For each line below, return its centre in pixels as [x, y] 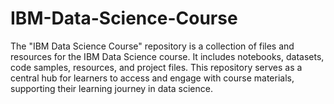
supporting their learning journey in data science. [111, 88]
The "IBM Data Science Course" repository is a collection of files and [152, 46]
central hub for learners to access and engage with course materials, [152, 78]
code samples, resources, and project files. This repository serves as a [156, 67]
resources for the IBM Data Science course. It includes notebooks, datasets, [167, 56]
